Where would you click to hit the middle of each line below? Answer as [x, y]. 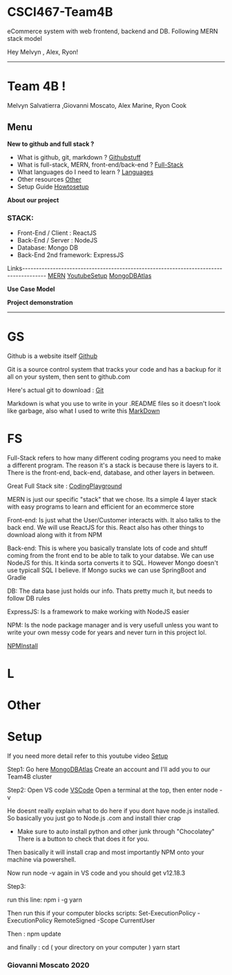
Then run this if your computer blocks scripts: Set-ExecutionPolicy [101, 914]
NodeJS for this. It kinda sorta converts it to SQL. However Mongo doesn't [113, 562]
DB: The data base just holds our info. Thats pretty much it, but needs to [110, 591]
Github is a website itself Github [52, 356]
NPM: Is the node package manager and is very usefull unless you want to [113, 625]
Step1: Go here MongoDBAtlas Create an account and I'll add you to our [109, 769]
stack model [25, 38]
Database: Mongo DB [47, 247]
